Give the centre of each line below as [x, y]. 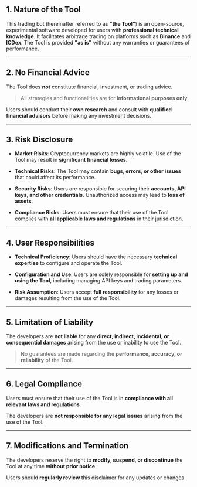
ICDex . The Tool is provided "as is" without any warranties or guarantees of [98, 42]
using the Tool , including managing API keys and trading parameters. [98, 281]
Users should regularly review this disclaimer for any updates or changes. [96, 478]
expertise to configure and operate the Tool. [68, 263]
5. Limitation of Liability [50, 322]
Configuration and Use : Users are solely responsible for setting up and [101, 274]
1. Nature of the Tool [43, 10]
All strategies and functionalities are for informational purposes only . [105, 98]
